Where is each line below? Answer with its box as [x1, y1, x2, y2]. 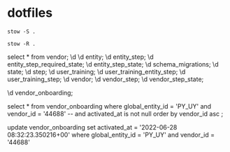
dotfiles [7, 5, 53, 21]
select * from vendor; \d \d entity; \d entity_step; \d [7, 53, 154, 61]
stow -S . [7, 28, 36, 35]
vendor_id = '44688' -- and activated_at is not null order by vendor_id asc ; [7, 109, 224, 118]
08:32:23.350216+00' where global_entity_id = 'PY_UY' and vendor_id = [7, 130, 215, 139]
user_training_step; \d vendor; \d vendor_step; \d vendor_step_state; [7, 75, 204, 83]
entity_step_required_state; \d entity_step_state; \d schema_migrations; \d [7, 60, 219, 68]
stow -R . [7, 40, 36, 47]
